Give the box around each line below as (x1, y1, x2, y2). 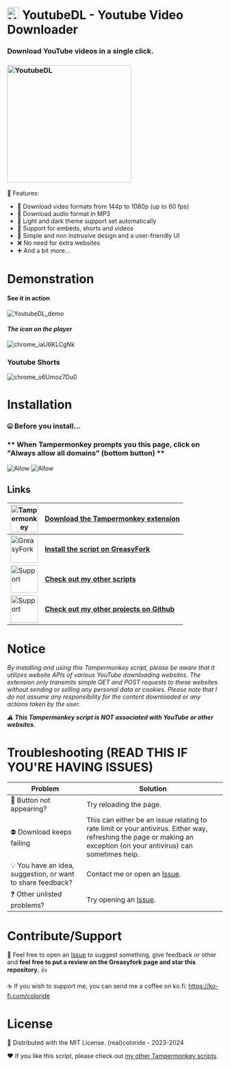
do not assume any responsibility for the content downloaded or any (7, 693, 201, 701)
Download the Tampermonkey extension (44, 514, 180, 523)
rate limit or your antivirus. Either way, (86, 824, 208, 833)
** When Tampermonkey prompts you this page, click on (7, 440, 201, 449)
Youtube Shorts (7, 357, 60, 367)
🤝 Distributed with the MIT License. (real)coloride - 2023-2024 (7, 1039, 184, 1047)
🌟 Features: (7, 189, 40, 197)
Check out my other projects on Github (44, 604, 175, 614)
